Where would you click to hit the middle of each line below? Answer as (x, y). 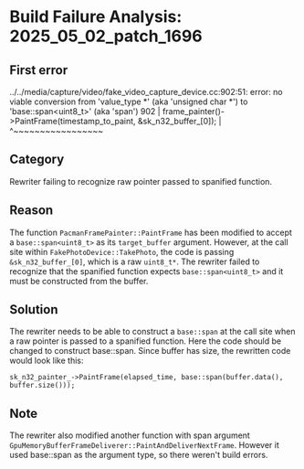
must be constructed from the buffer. (79, 281)
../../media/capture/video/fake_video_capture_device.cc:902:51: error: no (146, 92)
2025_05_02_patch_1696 (106, 36)
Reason (31, 211)
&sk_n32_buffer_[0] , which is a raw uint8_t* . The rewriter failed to (135, 261)
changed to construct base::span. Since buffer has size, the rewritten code (150, 351)
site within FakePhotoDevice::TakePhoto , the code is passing (122, 251)
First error (39, 70)
